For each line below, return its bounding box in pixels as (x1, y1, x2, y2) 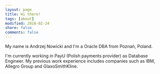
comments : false (5, 30, 39, 35)
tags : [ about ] (5, 16, 35, 21)
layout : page (5, 7, 32, 12)
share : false (5, 25, 32, 30)
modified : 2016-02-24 (5, 21, 50, 26)
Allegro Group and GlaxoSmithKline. (5, 63, 78, 69)
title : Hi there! (5, 12, 41, 17)
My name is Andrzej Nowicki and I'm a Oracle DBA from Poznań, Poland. (5, 44, 153, 49)
